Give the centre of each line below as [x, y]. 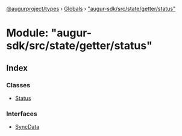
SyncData [27, 127]
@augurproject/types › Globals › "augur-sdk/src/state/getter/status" [91, 9]
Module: [27, 33]
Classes [18, 85]
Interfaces [22, 114]
